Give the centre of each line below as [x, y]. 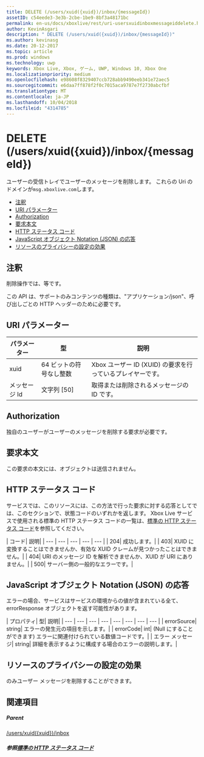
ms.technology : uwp [31, 63]
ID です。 [104, 394]
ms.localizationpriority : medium [49, 74]
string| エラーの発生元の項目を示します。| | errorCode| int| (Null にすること [100, 629]
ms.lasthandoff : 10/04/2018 [42, 102]
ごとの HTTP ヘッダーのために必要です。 [73, 304]
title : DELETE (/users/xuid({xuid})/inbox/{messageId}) [78, 12]
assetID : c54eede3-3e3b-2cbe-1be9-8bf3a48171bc [68, 18]
